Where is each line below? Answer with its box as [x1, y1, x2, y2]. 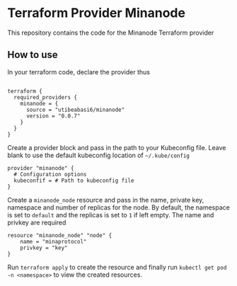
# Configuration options [13, 171, 87, 178]
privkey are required [7, 218, 67, 227]
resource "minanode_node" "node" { [7, 231, 112, 239]
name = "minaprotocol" [20, 238, 87, 245]
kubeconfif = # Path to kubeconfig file [13, 177, 134, 184]
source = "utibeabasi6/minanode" [25, 106, 125, 113]
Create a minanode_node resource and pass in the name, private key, [7, 195, 204, 204]
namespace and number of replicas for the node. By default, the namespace [7, 203, 230, 212]
